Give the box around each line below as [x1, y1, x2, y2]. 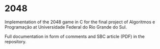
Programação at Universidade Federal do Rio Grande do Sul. [4, 24, 127, 30]
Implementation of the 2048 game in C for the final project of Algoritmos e [4, 19, 156, 25]
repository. [4, 38, 27, 44]
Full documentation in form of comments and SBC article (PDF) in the [4, 33, 145, 39]
